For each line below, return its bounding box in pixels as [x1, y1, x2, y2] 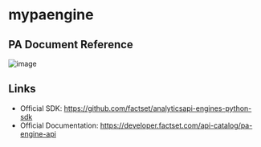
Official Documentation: [19, 120, 99, 130]
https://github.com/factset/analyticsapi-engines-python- [63, 103, 252, 113]
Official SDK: [19, 103, 63, 113]
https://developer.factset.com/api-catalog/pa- [100, 120, 253, 130]
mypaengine [8, 6, 94, 24]
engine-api [19, 129, 56, 138]
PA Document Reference [8, 38, 134, 51]
